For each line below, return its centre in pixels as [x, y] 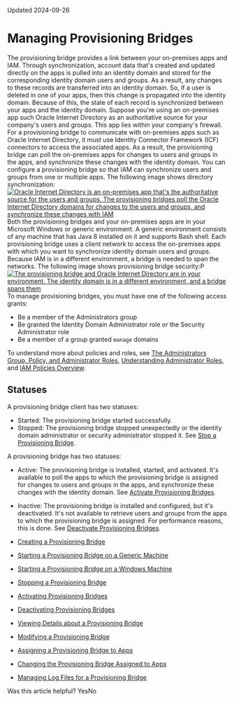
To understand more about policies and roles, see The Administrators [107, 352]
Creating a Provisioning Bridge [61, 542]
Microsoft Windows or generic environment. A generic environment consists [117, 229]
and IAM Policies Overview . [46, 368]
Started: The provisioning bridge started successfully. [95, 420]
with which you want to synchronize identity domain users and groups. [109, 251]
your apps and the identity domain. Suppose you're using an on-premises [113, 110]
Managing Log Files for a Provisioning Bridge [82, 677]
